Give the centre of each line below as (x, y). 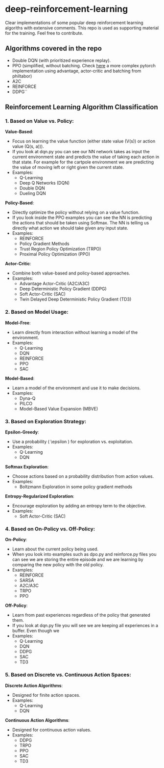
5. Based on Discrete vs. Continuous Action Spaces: (68, 675)
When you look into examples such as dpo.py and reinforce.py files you (84, 554)
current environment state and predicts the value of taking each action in (86, 157)
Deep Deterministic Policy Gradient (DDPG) (63, 289)
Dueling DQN (33, 193)
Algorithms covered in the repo (53, 48)
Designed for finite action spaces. (46, 695)
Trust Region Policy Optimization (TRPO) (60, 249)
